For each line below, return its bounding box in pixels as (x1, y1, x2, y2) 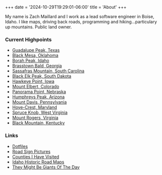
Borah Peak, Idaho (12, 58, 50, 64)
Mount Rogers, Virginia (12, 115, 59, 121)
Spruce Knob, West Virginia (12, 109, 68, 115)
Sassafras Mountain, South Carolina (12, 68, 84, 74)
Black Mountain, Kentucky (12, 120, 65, 126)
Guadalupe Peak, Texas (12, 47, 60, 53)
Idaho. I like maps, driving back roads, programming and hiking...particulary (5, 19, 157, 24)
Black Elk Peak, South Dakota (12, 73, 72, 79)
